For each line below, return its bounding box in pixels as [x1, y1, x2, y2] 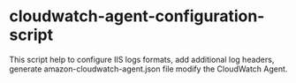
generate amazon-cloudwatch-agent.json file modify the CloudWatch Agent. [9, 64, 288, 74]
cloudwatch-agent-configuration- [9, 6, 265, 26]
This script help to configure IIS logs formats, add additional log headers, [9, 54, 275, 64]
